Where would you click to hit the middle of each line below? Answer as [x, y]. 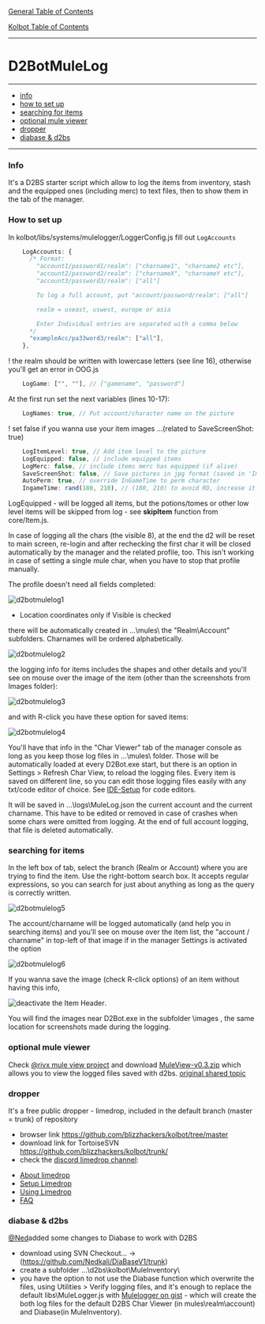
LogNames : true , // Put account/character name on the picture [129, 414]
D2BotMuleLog [58, 66]
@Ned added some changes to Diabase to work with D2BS [103, 1238]
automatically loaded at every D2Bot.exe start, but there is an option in [123, 764]
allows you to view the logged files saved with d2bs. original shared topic [127, 1073]
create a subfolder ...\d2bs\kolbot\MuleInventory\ [99, 1270]
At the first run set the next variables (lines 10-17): [89, 399]
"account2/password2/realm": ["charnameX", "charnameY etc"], [141, 274]
